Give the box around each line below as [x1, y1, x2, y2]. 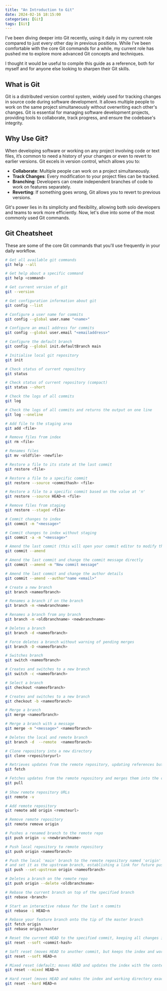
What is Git [5, 80, 40, 89]
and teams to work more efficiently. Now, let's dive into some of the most [5, 209, 155, 215]
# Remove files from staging [5, 503, 66, 508]
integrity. [5, 120, 23, 126]
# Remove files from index [5, 435, 61, 440]
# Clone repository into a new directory [5, 748, 92, 753]
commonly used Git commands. [5, 215, 71, 221]
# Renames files [5, 449, 39, 454]
